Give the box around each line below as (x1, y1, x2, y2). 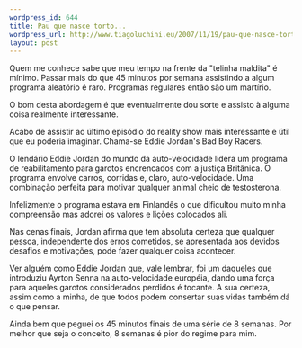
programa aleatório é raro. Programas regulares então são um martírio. (9, 82, 271, 93)
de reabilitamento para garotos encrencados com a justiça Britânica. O (9, 163, 271, 174)
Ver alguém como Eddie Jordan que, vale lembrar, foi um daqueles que (9, 263, 272, 274)
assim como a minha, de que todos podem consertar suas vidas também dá (9, 291, 290, 302)
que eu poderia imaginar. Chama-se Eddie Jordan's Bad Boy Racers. (9, 136, 263, 147)
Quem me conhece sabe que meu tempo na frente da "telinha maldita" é (9, 63, 278, 74)
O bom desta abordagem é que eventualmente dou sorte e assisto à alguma (9, 100, 290, 111)
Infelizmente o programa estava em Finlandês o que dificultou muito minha (9, 200, 286, 210)
